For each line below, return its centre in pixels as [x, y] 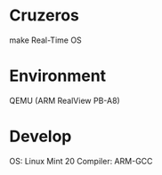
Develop [40, 136]
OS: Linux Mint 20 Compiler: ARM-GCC [81, 161]
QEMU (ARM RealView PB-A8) [65, 100]
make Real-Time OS [45, 40]
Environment [58, 76]
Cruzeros [45, 16]
